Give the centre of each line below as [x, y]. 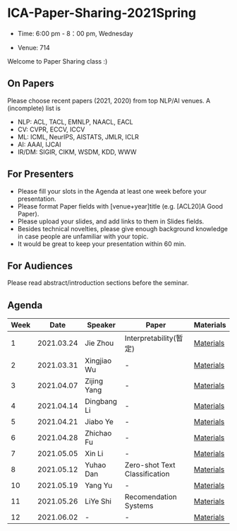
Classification [147, 474]
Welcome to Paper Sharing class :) [57, 61]
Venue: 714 [34, 47]
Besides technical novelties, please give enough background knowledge [122, 228]
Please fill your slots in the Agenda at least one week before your [112, 191]
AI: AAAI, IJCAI [39, 144]
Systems [139, 506]
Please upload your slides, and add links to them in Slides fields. [111, 221]
